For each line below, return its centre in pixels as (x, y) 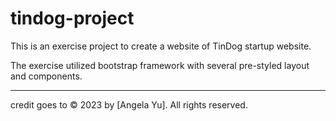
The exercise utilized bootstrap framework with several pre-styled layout (160, 65)
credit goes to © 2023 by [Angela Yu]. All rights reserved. (129, 104)
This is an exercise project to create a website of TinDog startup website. (161, 46)
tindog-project (72, 18)
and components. (46, 76)
